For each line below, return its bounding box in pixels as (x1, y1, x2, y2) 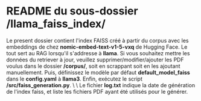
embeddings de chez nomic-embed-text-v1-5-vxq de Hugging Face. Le (6, 43, 188, 50)
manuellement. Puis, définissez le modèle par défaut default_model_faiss (6, 69, 190, 76)
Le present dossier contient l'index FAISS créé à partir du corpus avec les (6, 37, 189, 44)
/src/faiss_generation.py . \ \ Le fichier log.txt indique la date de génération (6, 81, 196, 88)
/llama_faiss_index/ (6, 17, 106, 31)
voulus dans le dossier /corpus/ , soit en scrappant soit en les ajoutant (6, 62, 180, 70)
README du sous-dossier (6, 4, 138, 18)
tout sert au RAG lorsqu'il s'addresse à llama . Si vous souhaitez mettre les (6, 49, 190, 57)
